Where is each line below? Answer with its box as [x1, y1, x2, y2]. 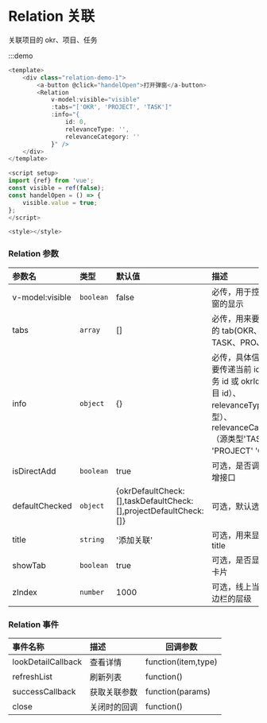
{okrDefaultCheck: [116, 485, 185, 497]
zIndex [12, 586, 38, 597]
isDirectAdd [12, 466, 56, 477]
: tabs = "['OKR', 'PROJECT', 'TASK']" [50, 103, 172, 111]
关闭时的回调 [90, 701, 138, 712]
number [79, 587, 105, 597]
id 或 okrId [221, 375, 261, 386]
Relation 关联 [8, 7, 95, 25]
